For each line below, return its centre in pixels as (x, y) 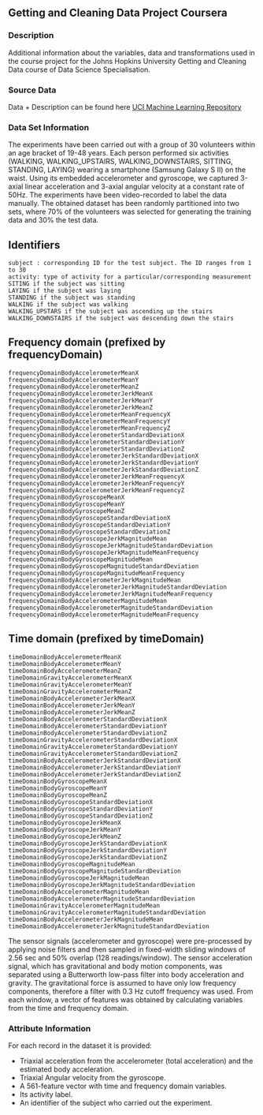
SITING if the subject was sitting (67, 284)
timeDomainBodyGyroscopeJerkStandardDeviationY (88, 850)
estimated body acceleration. (67, 1069)
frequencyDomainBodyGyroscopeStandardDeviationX (89, 518)
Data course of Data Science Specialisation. (80, 69)
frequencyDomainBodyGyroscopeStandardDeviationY (89, 525)
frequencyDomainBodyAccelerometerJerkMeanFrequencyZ (96, 490)
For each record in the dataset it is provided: (80, 1046)
